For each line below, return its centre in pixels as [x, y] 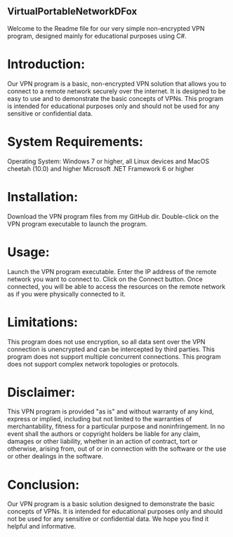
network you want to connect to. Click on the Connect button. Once [105, 279]
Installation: [43, 197]
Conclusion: [44, 485]
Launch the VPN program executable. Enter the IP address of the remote [112, 271]
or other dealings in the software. [55, 456]
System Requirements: [75, 141]
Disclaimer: [41, 392]
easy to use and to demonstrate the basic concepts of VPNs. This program [115, 98]
